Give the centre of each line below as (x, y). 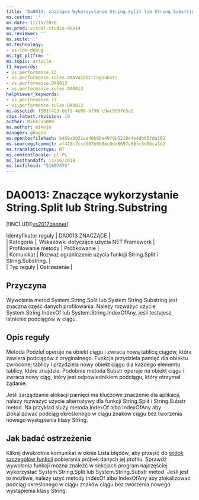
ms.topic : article (29, 61)
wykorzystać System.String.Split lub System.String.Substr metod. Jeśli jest (97, 472)
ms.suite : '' (22, 39)
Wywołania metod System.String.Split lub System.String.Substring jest (92, 300)
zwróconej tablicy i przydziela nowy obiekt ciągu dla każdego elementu (93, 364)
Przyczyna (26, 286)
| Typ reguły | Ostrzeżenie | (39, 267)
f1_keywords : (22, 67)
